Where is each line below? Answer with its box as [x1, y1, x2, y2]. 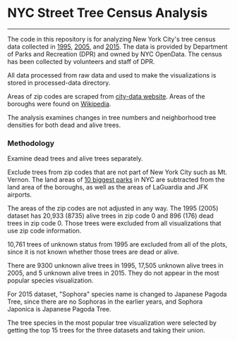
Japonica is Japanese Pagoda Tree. [7, 305, 111, 314]
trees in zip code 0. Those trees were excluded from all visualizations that [7, 219, 221, 228]
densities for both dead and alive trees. [7, 120, 121, 129]
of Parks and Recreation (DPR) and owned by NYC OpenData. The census [7, 49, 222, 58]
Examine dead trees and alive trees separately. [7, 154, 143, 163]
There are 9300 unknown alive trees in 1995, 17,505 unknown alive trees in [7, 261, 224, 270]
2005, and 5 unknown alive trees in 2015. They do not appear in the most [7, 269, 220, 278]
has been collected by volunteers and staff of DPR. [7, 57, 155, 66]
